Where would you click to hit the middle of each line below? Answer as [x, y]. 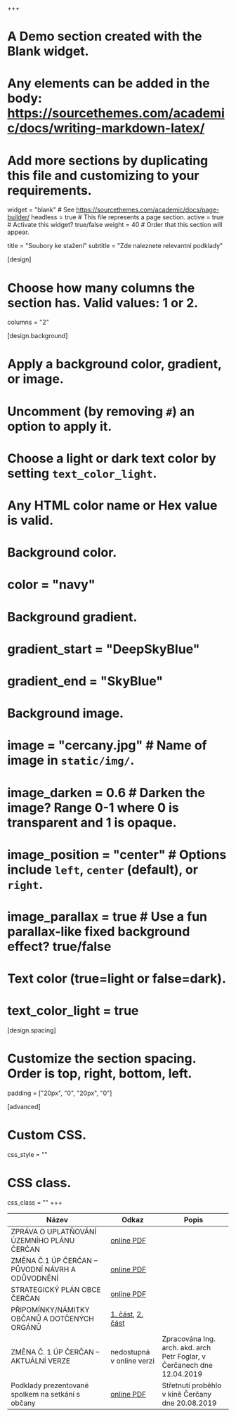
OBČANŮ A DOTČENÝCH [53, 1319]
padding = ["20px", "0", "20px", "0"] [60, 1093]
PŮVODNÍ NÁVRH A [43, 1269]
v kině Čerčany [187, 1394]
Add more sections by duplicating [108, 161]
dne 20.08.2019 [189, 1403]
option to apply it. [60, 426]
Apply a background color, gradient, [114, 364]
